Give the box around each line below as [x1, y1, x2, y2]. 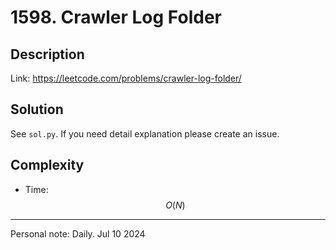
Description [10, 46, 85, 63]
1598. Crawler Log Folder [10, 6, 222, 29]
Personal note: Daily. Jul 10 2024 [10, 227, 146, 240]
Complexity [10, 157, 85, 174]
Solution [10, 101, 64, 118]
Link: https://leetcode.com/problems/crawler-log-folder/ [10, 72, 242, 84]
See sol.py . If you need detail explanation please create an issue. [10, 127, 280, 140]
